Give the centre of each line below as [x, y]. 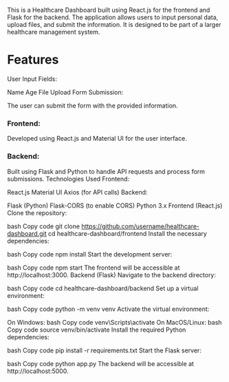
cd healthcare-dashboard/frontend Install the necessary [128, 233]
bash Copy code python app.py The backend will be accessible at [101, 363]
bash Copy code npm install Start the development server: [90, 254]
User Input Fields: [32, 79]
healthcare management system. [54, 32]
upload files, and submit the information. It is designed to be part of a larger [114, 24]
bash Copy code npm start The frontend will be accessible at [94, 268]
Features [33, 60]
